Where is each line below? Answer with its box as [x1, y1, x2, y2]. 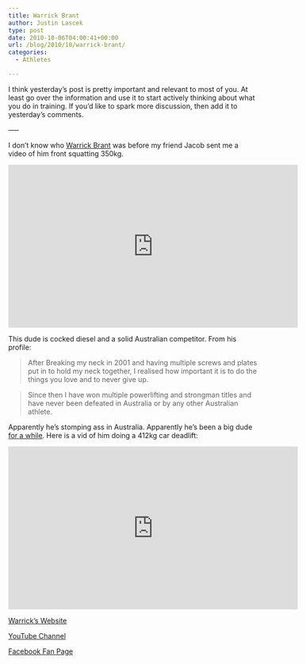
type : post [8, 26, 44, 34]
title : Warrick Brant [8, 11, 80, 20]
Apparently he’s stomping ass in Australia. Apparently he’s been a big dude [8, 422, 253, 432]
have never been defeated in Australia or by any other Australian [27, 398, 239, 408]
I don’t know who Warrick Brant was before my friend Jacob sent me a [8, 140, 239, 150]
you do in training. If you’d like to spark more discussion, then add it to [8, 101, 238, 111]
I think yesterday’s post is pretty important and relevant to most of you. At [8, 84, 248, 93]
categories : [8, 48, 48, 56]
